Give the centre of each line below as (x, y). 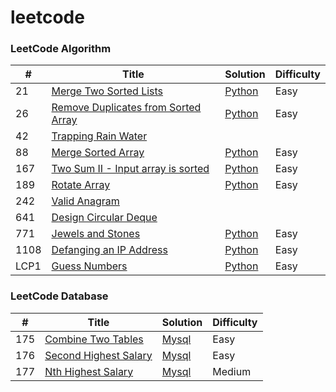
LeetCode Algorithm (61, 49)
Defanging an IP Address (109, 250)
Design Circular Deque (104, 218)
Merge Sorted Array (98, 153)
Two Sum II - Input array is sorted (130, 169)
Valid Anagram (85, 201)
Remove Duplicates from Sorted (126, 108)
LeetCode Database (59, 296)
